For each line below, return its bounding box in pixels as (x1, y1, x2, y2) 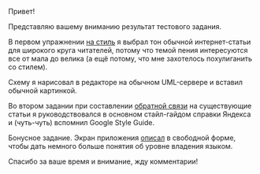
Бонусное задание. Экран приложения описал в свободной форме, (8, 133, 236, 143)
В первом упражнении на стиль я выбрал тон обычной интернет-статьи (8, 37, 251, 46)
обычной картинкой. (8, 86, 77, 95)
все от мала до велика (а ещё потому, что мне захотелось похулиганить (8, 54, 253, 63)
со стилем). (8, 62, 48, 72)
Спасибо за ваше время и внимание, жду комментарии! (8, 157, 199, 166)
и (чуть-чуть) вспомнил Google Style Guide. (8, 118, 155, 127)
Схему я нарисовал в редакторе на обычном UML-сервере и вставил (8, 78, 243, 87)
